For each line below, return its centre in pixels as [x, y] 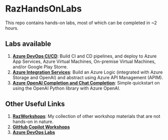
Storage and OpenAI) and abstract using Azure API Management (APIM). [88, 77]
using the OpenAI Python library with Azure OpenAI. [66, 88]
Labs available [28, 44]
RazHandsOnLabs [44, 9]
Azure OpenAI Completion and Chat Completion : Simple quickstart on [86, 83]
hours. [12, 28]
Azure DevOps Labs [34, 132]
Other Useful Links [35, 104]
